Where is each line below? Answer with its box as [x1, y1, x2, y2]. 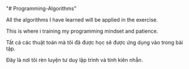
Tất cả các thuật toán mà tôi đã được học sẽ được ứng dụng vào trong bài [6, 39, 183, 46]
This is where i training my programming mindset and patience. [6, 27, 159, 34]
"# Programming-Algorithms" [6, 5, 77, 12]
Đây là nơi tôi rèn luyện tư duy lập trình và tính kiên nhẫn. [6, 57, 143, 63]
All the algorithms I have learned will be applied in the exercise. [6, 16, 158, 23]
